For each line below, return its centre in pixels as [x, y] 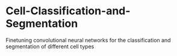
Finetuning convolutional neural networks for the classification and [88, 40]
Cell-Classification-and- [68, 11]
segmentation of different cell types [50, 46]
